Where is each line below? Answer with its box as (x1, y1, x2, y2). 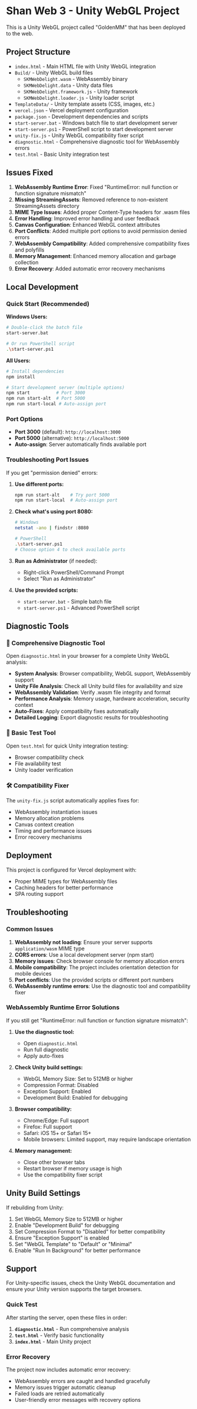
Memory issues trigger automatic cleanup (14, 1384, 116, 1391)
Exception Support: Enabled (23, 1088, 91, 1095)
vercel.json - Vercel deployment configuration (14, 106, 129, 113)
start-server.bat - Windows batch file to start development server (14, 119, 178, 126)
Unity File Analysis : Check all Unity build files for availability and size (14, 683, 183, 690)
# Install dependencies (6, 368, 65, 374)
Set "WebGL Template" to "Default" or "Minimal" (14, 1240, 132, 1247)
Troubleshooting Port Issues (6, 456, 89, 464)
